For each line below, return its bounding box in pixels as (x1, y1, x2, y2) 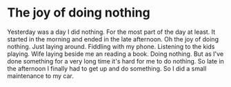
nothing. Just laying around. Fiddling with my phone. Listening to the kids (7, 42, 215, 50)
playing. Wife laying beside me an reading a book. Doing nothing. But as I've (7, 50, 224, 58)
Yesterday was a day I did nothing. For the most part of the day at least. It (7, 28, 216, 36)
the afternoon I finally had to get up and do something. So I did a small (7, 64, 207, 72)
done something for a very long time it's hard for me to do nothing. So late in (7, 57, 224, 65)
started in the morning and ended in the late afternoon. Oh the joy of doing (7, 35, 219, 43)
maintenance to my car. (7, 71, 74, 80)
